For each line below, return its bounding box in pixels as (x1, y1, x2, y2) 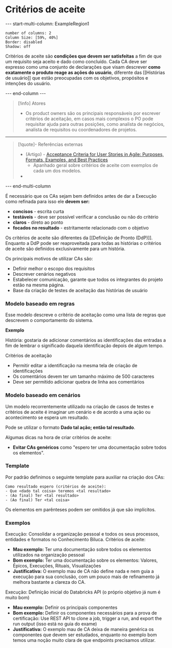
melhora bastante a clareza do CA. (12, 579, 86, 585)
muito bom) (5, 595, 30, 601)
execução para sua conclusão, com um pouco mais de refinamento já (12, 574, 160, 580)
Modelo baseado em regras (5, 300, 75, 307)
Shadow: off (5, 44, 31, 49)
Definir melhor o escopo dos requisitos (12, 265, 95, 272)
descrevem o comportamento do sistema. (5, 317, 94, 323)
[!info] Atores (17, 100, 46, 106)
